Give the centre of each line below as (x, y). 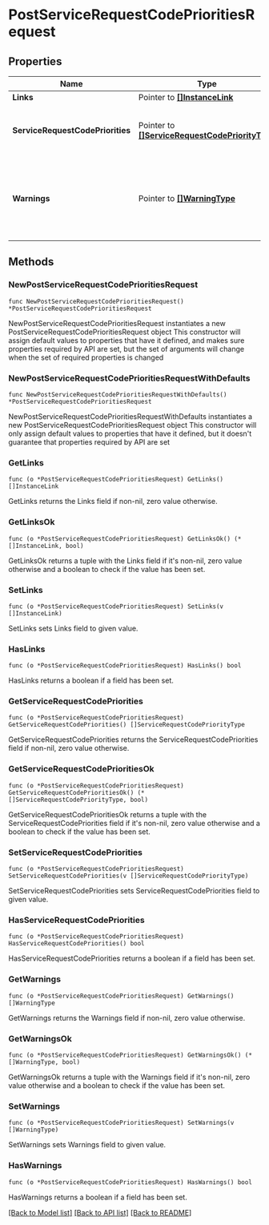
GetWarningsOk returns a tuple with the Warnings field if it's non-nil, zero (129, 1077)
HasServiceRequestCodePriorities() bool (77, 944)
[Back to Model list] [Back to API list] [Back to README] (100, 1212)
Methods (31, 262)
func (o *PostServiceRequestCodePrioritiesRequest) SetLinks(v (116, 606)
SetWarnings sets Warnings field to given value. (87, 1145)
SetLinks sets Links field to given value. (73, 628)
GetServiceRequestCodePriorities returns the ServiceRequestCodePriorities (133, 739)
